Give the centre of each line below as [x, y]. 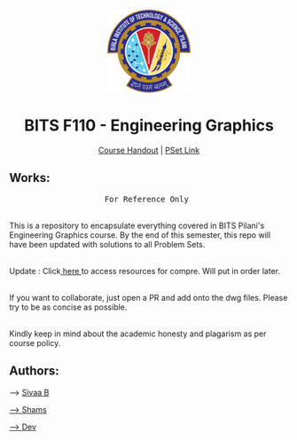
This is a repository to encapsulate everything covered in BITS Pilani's [137, 225]
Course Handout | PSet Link [149, 150]
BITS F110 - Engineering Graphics [149, 126]
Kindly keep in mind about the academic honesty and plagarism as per [138, 334]
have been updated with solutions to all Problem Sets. [107, 244]
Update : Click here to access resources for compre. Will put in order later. [145, 271]
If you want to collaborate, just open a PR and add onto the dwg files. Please [148, 297]
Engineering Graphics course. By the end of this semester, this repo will [140, 235]
